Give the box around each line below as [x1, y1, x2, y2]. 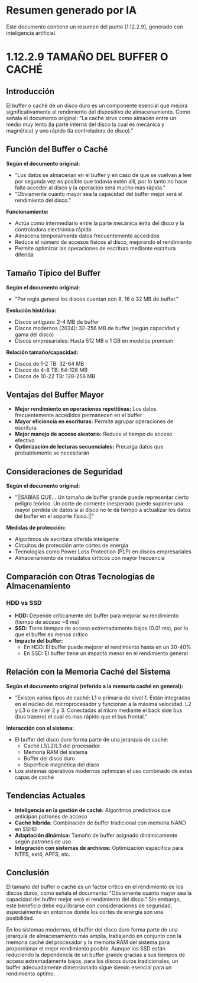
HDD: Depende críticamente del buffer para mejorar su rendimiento [14, 612, 179, 619]
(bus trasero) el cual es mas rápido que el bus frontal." [14, 713, 148, 720]
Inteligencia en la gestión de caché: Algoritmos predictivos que [14, 806, 171, 814]
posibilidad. [6, 915, 34, 922]
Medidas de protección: [6, 524, 66, 531]
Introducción [6, 86, 55, 96]
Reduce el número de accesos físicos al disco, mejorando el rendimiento [14, 238, 192, 246]
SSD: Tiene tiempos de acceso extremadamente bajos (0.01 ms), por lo [14, 624, 189, 631]
